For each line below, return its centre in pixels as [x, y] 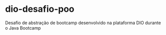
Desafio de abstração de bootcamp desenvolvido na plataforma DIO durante [83, 23]
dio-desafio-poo [40, 9]
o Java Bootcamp [23, 28]
